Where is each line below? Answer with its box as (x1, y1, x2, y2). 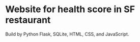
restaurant (5, 14, 51, 26)
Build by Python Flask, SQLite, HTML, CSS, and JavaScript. (5, 31, 129, 37)
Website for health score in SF (5, 4, 135, 15)
